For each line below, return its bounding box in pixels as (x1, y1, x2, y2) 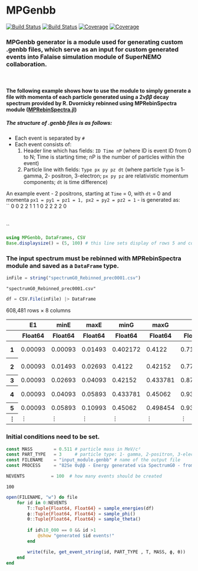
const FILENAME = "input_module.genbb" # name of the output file (6, 457, 181, 463)
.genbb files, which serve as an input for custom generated (6, 45, 179, 53)
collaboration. (6, 60, 47, 68)
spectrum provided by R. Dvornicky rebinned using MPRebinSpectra (6, 99, 177, 107)
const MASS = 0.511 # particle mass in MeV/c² (6, 446, 141, 452)
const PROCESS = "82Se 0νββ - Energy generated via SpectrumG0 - (6, 463, 181, 469)
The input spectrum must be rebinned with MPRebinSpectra (6, 254, 181, 262)
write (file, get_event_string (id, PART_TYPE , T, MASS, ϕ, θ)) (27, 549, 186, 555)
